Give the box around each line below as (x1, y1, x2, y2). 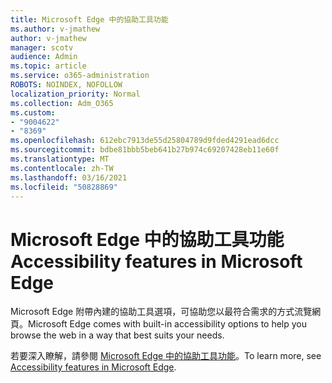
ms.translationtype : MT (10, 154, 110, 164)
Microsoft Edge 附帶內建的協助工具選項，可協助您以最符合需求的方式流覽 (10, 306, 313, 318)
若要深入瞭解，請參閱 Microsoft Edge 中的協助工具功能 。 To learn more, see (10, 350, 322, 362)
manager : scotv (10, 42, 74, 53)
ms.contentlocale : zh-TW (10, 163, 114, 173)
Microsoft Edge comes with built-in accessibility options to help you (28, 318, 308, 330)
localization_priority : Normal (10, 89, 141, 99)
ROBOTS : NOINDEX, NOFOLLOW (10, 80, 123, 90)
